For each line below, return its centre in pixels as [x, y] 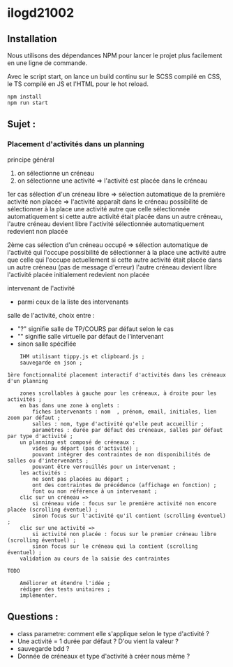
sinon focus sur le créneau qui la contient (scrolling [115, 546]
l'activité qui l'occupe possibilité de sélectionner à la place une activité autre [117, 252]
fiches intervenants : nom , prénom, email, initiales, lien [125, 412]
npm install [24, 97]
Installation [32, 39]
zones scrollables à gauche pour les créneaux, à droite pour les [118, 393]
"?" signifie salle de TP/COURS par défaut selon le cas [96, 329]
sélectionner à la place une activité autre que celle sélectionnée [99, 209]
